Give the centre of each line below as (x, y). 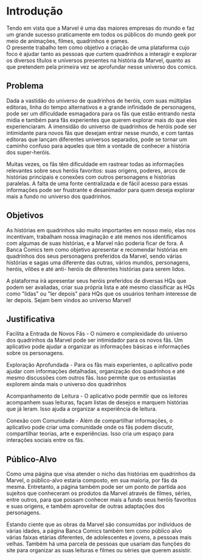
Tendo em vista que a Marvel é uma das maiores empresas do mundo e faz (101, 28)
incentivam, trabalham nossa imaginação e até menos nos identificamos (97, 237)
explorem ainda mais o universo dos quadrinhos (66, 384)
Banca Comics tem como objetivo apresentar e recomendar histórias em (97, 249)
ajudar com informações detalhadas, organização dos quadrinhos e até (96, 372)
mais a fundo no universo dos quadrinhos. (59, 196)
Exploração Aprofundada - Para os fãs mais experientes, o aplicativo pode (99, 365)
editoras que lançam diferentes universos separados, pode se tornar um (97, 139)
